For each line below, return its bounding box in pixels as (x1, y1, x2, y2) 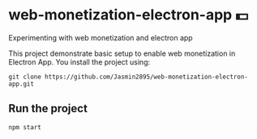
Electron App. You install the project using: (8, 57, 151, 66)
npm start (8, 123, 42, 131)
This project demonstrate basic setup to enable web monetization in (8, 48, 236, 58)
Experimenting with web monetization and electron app (8, 32, 193, 42)
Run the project (8, 102, 88, 116)
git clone (8, 73, 42, 81)
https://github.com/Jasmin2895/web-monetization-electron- (44, 73, 249, 81)
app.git (8, 79, 35, 88)
